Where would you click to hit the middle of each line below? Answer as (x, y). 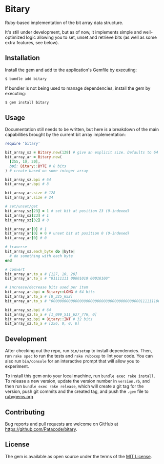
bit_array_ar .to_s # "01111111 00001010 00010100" (58, 279)
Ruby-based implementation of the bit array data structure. (64, 23)
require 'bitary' (23, 144)
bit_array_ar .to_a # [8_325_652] (39, 297)
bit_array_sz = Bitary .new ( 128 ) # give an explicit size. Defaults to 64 (82, 153)
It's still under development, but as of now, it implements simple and (73, 32)
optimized (15, 37)
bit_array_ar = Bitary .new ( (34, 157)
